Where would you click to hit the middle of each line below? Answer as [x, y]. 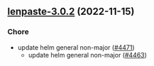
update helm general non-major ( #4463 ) [88, 55]
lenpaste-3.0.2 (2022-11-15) [71, 12]
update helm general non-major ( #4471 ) [76, 47]
